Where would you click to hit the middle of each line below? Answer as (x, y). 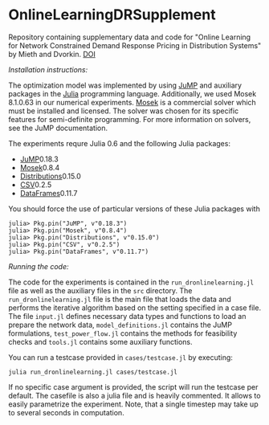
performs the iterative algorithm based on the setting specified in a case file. (135, 308)
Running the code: (39, 266)
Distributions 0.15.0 (51, 176)
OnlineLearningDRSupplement (112, 15)
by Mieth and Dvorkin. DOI (52, 54)
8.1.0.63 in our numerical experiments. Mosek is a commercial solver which (132, 102)
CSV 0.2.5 (36, 184)
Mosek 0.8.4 (40, 167)
